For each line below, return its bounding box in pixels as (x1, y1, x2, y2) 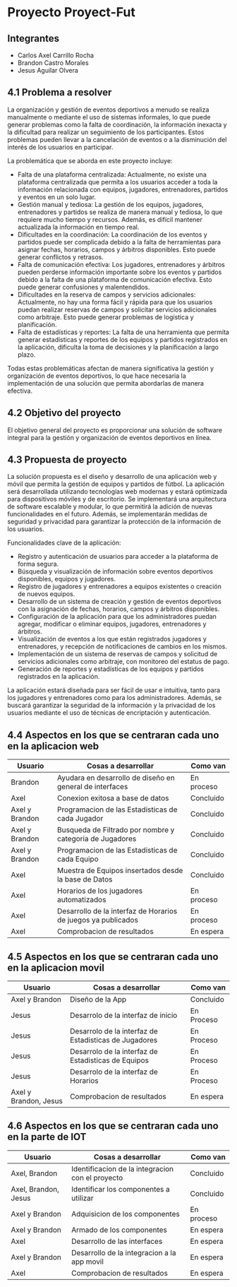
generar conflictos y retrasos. (17, 252, 104, 261)
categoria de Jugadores (56, 834, 137, 844)
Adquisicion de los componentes (71, 1209, 180, 1218)
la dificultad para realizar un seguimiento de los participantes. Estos (7, 128, 205, 136)
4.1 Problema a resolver (7, 86, 112, 99)
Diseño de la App (69, 995, 127, 1004)
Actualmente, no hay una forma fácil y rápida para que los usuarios (17, 297, 213, 306)
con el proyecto (71, 1173, 123, 1182)
